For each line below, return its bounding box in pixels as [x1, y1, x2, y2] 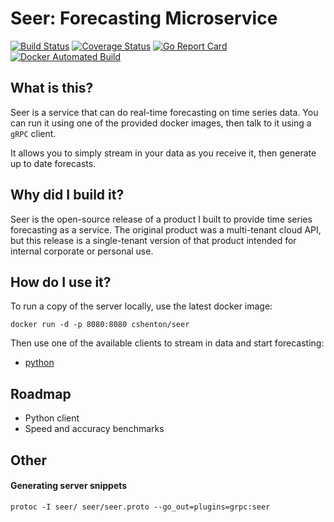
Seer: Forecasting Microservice [10, 7, 278, 30]
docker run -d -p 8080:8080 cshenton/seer [10, 320, 190, 330]
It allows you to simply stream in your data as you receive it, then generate [10, 147, 317, 159]
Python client [24, 412, 80, 424]
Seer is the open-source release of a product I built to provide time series [10, 213, 313, 225]
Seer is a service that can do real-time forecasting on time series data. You [10, 106, 319, 118]
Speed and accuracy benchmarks [24, 423, 165, 435]
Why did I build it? [10, 187, 125, 204]
